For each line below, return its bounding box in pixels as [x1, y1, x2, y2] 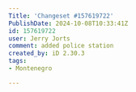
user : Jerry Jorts [8, 34, 70, 43]
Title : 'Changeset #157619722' [8, 11, 114, 20]
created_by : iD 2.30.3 [8, 49, 85, 57]
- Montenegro [8, 65, 53, 73]
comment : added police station [8, 42, 114, 50]
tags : [8, 57, 27, 65]
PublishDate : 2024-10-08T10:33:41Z [8, 19, 129, 27]
